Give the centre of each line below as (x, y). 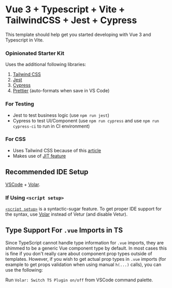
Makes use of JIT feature (39, 156)
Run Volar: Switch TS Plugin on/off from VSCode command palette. (79, 280)
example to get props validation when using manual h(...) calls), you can (83, 264)
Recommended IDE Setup (47, 172)
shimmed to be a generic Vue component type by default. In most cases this (86, 248)
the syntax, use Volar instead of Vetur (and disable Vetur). (66, 214)
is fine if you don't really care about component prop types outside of (79, 253)
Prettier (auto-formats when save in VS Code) (61, 91)
